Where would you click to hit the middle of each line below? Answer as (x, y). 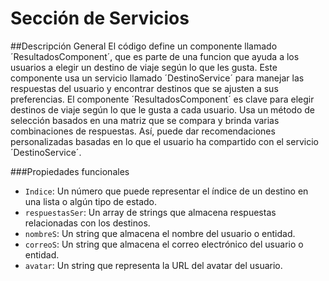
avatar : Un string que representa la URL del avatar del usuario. (153, 265)
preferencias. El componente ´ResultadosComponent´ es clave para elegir (162, 99)
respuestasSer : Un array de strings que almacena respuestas (150, 212)
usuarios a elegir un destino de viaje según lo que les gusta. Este (144, 67)
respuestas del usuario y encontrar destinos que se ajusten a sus (144, 88)
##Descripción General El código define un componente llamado (144, 46)
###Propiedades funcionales (70, 171)
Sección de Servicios (100, 18)
